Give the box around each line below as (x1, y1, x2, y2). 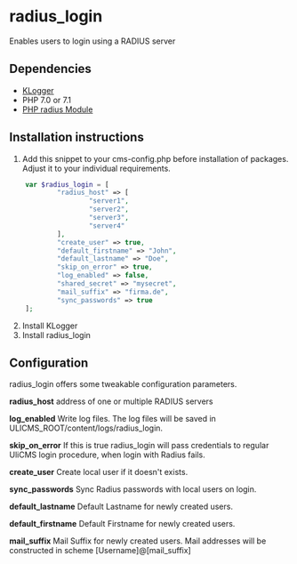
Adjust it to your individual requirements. (21, 163, 171, 173)
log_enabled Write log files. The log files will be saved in (9, 414, 216, 424)
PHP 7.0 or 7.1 (21, 94, 71, 105)
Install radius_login (21, 329, 92, 340)
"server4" (88, 221, 125, 230)
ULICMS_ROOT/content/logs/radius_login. (9, 423, 163, 433)
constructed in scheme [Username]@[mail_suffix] (9, 545, 191, 556)
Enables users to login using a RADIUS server (9, 36, 176, 46)
